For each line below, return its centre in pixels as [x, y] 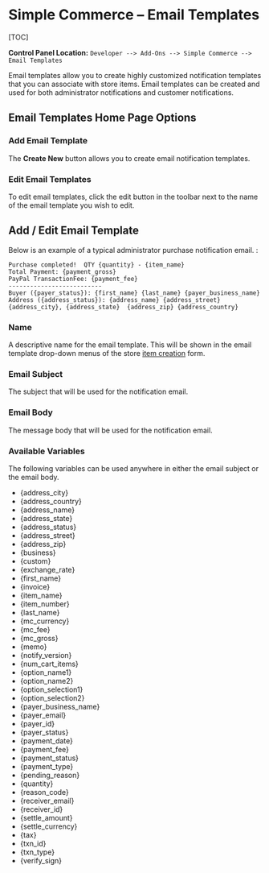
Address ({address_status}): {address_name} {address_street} [114, 300]
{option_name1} [46, 672]
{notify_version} [46, 655]
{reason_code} [45, 792]
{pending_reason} [50, 775]
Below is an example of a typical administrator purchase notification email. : [133, 250]
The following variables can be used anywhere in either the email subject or [134, 468]
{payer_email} [43, 715]
